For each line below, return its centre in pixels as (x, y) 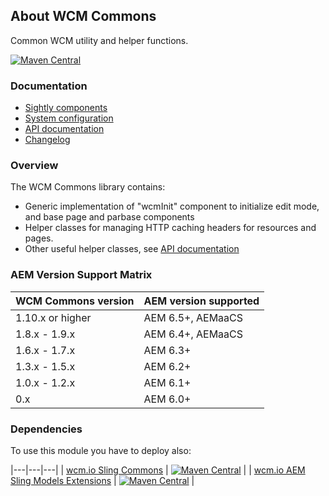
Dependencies (46, 429)
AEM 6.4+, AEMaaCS (193, 334)
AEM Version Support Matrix (81, 275)
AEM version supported (201, 301)
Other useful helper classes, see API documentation (132, 249)
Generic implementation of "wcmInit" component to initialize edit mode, (172, 206)
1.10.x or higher (53, 317)
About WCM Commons (83, 16)
